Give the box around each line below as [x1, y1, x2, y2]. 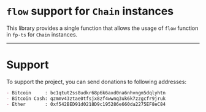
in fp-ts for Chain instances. [6, 30, 78, 38]
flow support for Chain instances [6, 4, 174, 18]
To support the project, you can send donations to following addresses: [6, 78, 187, 85]
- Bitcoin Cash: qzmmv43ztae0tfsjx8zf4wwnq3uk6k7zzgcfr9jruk [6, 96, 166, 102]
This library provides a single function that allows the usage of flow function [6, 24, 199, 32]
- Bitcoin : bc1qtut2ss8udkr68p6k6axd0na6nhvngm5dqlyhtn [6, 89, 166, 96]
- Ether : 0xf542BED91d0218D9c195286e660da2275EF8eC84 [6, 101, 166, 107]
